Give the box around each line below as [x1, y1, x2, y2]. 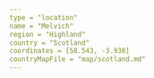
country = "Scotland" [9, 38, 90, 48]
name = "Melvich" [9, 22, 74, 30]
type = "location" [9, 13, 78, 22]
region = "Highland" [9, 30, 87, 39]
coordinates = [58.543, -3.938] [9, 47, 130, 56]
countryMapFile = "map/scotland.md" [9, 55, 146, 64]
